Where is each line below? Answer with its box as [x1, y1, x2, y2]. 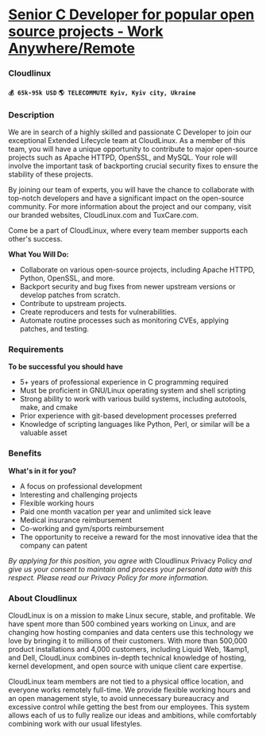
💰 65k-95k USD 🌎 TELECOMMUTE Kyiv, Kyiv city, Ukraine [8, 89, 196, 97]
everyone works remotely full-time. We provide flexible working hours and [8, 685, 251, 695]
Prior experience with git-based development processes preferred [19, 411, 237, 420]
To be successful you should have [8, 362, 123, 371]
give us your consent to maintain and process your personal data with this [8, 564, 253, 574]
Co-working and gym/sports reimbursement [19, 523, 164, 533]
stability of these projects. [8, 169, 94, 179]
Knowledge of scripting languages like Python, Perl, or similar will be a [19, 420, 250, 429]
